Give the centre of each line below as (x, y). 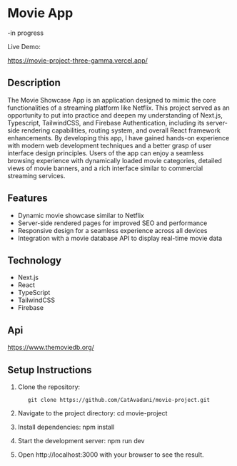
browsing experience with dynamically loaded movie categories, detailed (115, 160)
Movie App (40, 13)
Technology (35, 260)
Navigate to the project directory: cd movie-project (92, 413)
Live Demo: (24, 46)
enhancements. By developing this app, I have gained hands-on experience (118, 138)
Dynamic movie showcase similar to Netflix (81, 215)
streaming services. (36, 175)
